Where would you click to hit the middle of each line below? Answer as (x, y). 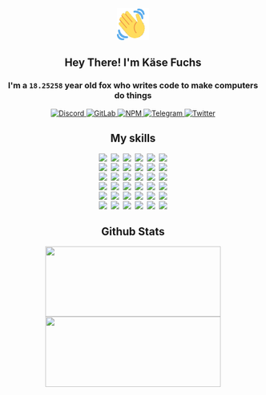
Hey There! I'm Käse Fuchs (133, 63)
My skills (133, 138)
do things (133, 96)
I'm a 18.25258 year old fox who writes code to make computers (133, 86)
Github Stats (133, 232)
